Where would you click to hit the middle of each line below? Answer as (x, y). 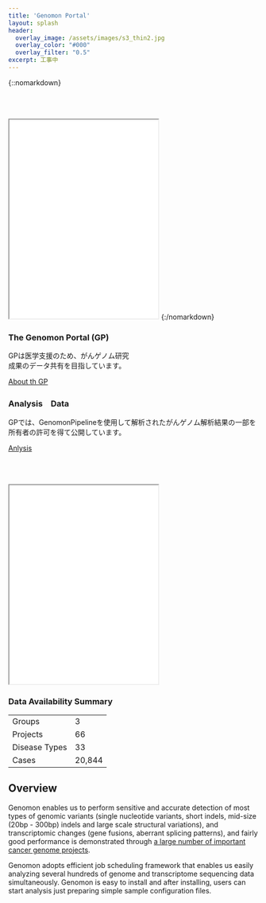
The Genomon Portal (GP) (59, 337)
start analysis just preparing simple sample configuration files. (110, 890)
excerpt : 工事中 (33, 60)
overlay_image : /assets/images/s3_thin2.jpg (90, 38)
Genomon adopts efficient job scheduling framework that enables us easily (131, 865)
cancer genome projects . (49, 850)
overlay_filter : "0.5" (53, 53)
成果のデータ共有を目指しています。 (67, 366)
